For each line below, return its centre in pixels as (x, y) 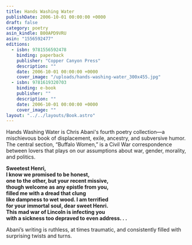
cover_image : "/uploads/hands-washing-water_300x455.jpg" (89, 77)
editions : (18, 45)
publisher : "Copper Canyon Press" (59, 61)
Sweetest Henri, (26, 169)
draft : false (22, 22)
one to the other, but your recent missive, (57, 181)
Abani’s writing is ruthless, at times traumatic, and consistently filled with (94, 230)
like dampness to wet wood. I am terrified (57, 200)
